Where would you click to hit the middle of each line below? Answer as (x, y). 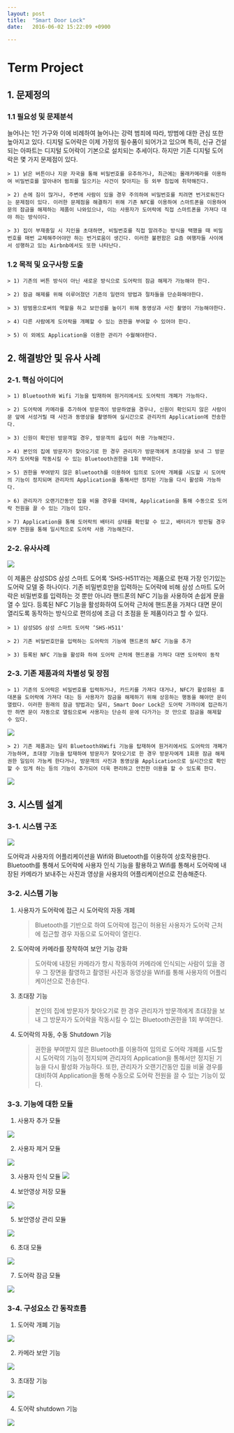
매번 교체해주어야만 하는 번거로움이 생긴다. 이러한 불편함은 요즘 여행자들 (115, 239)
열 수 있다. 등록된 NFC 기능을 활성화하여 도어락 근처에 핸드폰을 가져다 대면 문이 (115, 604)
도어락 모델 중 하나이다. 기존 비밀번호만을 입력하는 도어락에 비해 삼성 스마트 (110, 587)
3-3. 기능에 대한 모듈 (40, 1104)
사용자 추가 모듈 (39, 1121)
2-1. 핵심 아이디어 (36, 380)
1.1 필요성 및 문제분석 (40, 116)
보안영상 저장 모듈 (42, 1192)
